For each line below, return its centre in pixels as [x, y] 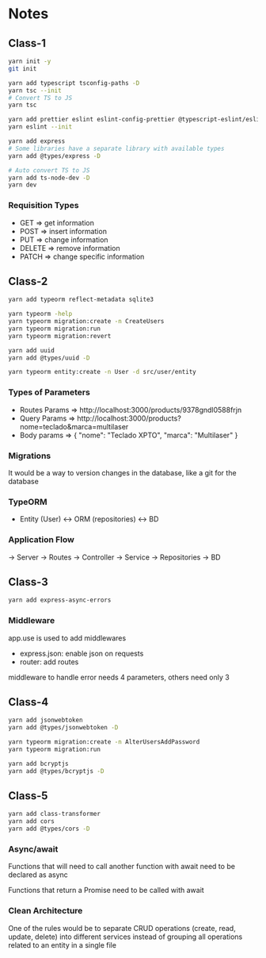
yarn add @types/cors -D [49, 829]
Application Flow [42, 540]
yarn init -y [30, 61]
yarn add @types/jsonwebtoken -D [63, 728]
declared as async [38, 875]
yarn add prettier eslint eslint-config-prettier [92, 120]
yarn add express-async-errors [60, 600]
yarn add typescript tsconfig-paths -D [74, 83]
